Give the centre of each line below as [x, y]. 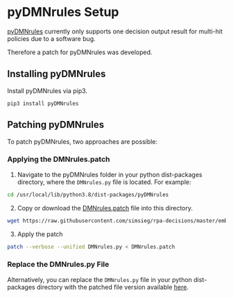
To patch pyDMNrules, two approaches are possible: [83, 141]
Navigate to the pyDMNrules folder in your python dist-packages [110, 174]
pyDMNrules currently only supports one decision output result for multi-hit [115, 31]
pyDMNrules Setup [63, 12]
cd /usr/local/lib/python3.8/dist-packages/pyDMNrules [88, 194]
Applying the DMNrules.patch [59, 159]
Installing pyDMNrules [57, 74]
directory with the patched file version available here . [113, 287]
